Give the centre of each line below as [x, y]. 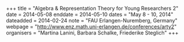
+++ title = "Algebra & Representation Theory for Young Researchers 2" [92, 8]
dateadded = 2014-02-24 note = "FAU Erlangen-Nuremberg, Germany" [92, 20]
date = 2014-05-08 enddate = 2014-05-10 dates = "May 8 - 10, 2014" [90, 14]
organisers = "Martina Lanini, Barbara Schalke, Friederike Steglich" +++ [92, 33]
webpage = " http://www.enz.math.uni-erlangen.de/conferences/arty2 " [91, 26]
